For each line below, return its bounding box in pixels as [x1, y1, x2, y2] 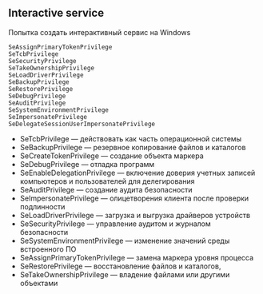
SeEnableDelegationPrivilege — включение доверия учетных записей [19, 168, 256, 177]
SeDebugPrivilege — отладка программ [19, 159, 155, 169]
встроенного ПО [19, 244, 77, 254]
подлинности [19, 201, 66, 211]
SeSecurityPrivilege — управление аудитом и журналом [19, 219, 212, 228]
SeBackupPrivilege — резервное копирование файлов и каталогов [19, 142, 246, 152]
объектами [19, 278, 58, 288]
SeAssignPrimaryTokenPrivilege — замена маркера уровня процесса [19, 252, 254, 262]
